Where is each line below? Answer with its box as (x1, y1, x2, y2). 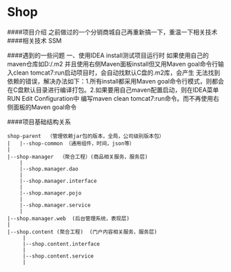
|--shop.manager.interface (19, 177, 97, 184)
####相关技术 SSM (7, 36, 62, 45)
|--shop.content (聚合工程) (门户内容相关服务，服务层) (7, 229, 157, 235)
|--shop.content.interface (22, 240, 100, 247)
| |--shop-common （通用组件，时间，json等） (7, 139, 135, 147)
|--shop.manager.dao (19, 165, 79, 173)
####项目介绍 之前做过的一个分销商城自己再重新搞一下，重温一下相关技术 (7, 28, 218, 36)
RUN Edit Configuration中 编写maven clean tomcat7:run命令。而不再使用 (7, 94, 214, 102)
